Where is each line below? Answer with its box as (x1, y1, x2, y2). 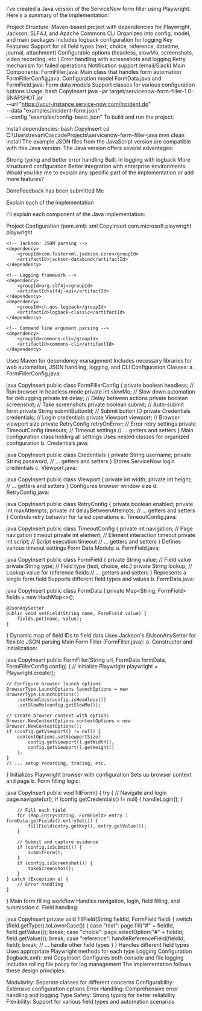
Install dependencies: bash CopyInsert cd (6, 125, 110, 132)
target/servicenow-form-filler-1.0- (109, 88, 194, 94)
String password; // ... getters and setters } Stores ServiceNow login (6, 458, 175, 465)
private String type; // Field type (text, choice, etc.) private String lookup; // (6, 562, 192, 570)
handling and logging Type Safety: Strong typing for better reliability (6, 992, 175, 998)
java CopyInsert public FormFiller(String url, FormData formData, (6, 656, 167, 664)
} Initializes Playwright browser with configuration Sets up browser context (6, 771, 192, 778)
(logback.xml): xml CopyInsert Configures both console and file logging (6, 954, 184, 961)
